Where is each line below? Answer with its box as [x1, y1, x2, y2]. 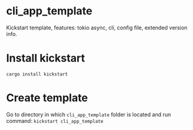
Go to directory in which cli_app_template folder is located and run [6, 111, 171, 118]
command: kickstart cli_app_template [6, 117, 103, 124]
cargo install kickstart [6, 71, 68, 77]
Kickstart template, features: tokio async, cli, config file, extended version [6, 24, 188, 31]
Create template [6, 91, 88, 105]
